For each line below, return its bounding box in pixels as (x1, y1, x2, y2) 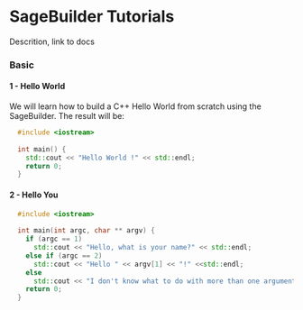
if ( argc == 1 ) (25, 234, 83, 244)
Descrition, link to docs (9, 36, 95, 47)
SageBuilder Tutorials (9, 6, 175, 27)
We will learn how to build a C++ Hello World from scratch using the (9, 101, 262, 112)
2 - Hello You (9, 189, 59, 200)
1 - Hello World (9, 81, 66, 92)
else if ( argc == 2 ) (25, 251, 103, 260)
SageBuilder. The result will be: (9, 111, 124, 122)
